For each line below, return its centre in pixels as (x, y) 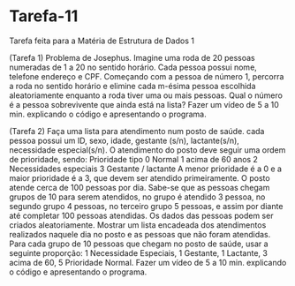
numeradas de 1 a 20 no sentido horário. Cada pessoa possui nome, (133, 67)
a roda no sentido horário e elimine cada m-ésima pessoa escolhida (132, 86)
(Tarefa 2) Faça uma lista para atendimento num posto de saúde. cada (137, 131)
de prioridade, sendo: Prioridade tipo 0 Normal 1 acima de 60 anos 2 (134, 159)
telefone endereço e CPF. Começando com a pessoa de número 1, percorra (147, 76)
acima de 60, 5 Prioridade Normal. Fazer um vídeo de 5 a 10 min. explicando (148, 262)
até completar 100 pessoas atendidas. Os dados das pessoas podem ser (141, 215)
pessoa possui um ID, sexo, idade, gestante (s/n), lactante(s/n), (125, 140)
